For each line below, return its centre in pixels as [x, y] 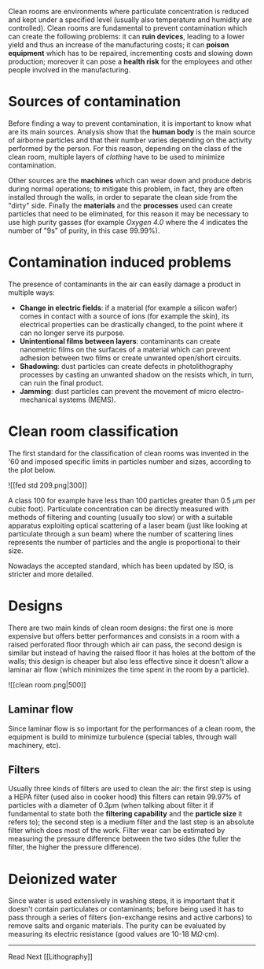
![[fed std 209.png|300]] [48, 485]
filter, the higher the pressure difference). [75, 847]
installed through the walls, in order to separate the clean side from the [123, 197]
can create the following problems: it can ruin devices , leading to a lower [126, 36]
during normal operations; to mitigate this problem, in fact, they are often [126, 189]
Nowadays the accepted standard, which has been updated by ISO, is [121, 566]
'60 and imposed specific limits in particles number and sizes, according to [130, 461]
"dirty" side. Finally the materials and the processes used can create [121, 205]
